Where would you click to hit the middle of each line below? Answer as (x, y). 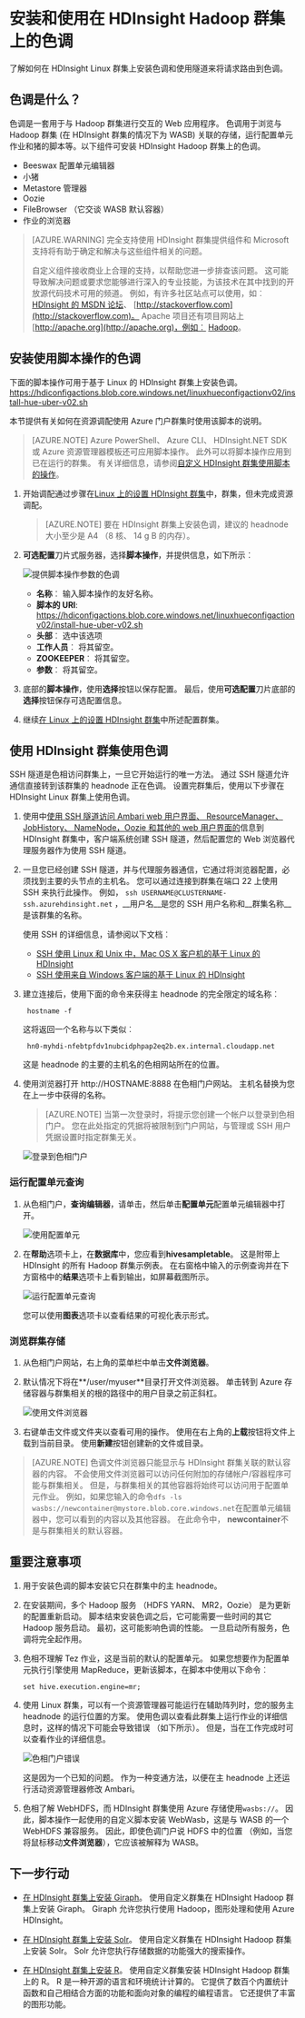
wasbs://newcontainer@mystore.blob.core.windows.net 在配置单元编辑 (161, 1507)
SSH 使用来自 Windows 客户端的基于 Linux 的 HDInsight (140, 975)
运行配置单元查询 (47, 1182)
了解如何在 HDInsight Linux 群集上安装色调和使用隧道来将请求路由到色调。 (149, 68)
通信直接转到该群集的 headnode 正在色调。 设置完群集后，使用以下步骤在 (147, 786)
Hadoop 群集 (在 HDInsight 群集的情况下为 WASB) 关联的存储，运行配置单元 (151, 134)
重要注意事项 (45, 1562)
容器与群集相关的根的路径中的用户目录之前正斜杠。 (126, 1393)
